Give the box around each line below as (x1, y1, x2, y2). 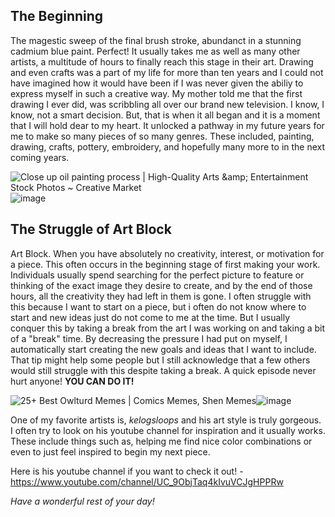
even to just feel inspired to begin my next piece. (10, 445, 211, 458)
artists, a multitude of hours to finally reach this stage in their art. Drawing (10, 55, 314, 68)
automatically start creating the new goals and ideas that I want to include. (10, 343, 317, 355)
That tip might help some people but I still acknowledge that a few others (10, 354, 311, 366)
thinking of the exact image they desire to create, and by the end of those (10, 279, 313, 291)
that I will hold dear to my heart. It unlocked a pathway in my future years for (10, 119, 325, 131)
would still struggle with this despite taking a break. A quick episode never (10, 364, 317, 376)
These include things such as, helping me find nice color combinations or (10, 435, 313, 447)
